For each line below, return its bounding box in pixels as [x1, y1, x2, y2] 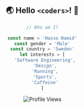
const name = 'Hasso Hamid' [7, 35, 77, 41]
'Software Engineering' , [14, 57, 76, 63]
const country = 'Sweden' [10, 46, 74, 53]
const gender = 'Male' [14, 41, 71, 47]
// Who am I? [26, 24, 58, 30]
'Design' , [32, 63, 57, 69]
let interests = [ [19, 52, 66, 58]
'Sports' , [32, 74, 57, 80]
